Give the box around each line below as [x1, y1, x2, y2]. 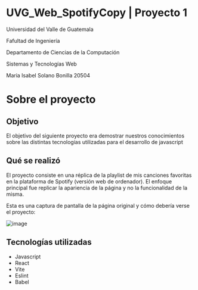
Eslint [14, 272, 29, 279]
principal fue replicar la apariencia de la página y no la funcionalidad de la [6, 184, 188, 191]
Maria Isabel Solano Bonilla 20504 [6, 71, 91, 79]
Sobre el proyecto [6, 93, 96, 107]
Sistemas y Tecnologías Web [6, 60, 78, 67]
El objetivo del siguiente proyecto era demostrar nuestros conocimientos [6, 132, 185, 139]
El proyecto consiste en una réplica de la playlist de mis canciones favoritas [6, 171, 192, 179]
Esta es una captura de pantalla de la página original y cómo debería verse [6, 202, 190, 209]
